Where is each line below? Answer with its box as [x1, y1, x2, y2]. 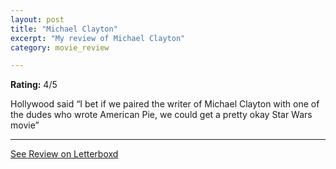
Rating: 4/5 [10, 79, 58, 91]
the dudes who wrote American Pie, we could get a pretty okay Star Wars [10, 109, 313, 121]
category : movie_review [10, 42, 110, 53]
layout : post [10, 14, 65, 25]
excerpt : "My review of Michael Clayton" [10, 33, 186, 43]
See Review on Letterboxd [10, 148, 119, 160]
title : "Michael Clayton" [10, 24, 118, 34]
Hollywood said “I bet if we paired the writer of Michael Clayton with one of [10, 98, 320, 110]
